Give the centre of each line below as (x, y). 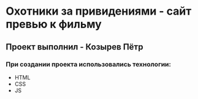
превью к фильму (54, 24)
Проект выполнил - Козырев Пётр (74, 47)
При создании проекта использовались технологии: (89, 64)
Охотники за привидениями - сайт (99, 11)
